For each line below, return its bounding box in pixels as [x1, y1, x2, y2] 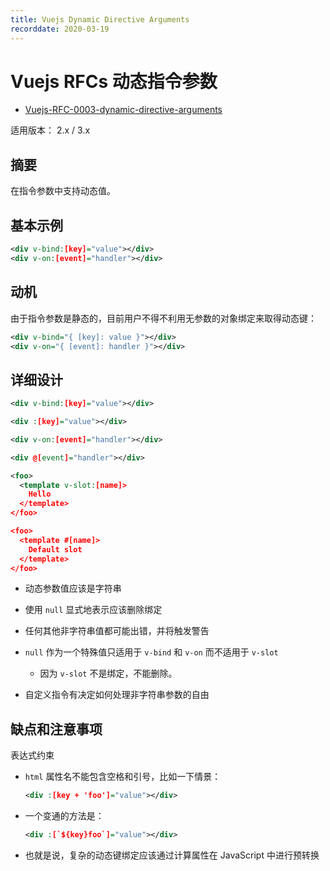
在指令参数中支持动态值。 [10, 185, 116, 197]
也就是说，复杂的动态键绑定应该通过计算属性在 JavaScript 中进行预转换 [24, 849, 320, 861]
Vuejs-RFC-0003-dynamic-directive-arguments [24, 104, 223, 116]
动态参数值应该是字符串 [24, 582, 122, 595]
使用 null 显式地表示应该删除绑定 [24, 604, 163, 616]
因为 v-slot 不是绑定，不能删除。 [39, 667, 178, 680]
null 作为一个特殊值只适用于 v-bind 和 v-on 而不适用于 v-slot [24, 646, 279, 658]
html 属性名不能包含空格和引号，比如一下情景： [24, 771, 222, 783]
